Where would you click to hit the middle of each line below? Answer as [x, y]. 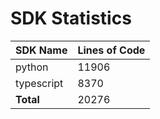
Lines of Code [111, 50]
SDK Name [41, 50]
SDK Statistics [71, 18]
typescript [39, 83]
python [32, 67]
